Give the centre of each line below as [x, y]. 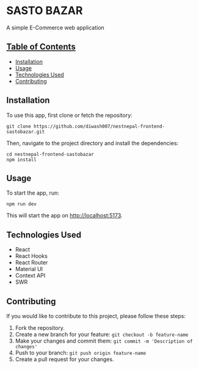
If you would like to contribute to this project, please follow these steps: [96, 316]
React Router [31, 263]
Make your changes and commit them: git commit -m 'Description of [104, 341]
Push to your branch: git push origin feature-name [81, 353]
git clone [19, 126]
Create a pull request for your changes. [64, 359]
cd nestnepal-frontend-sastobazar [50, 154]
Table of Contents [41, 47]
